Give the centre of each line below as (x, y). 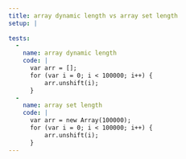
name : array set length (63, 105)
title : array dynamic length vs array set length (93, 16)
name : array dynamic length (70, 53)
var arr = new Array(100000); (80, 120)
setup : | (23, 23)
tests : (19, 38)
